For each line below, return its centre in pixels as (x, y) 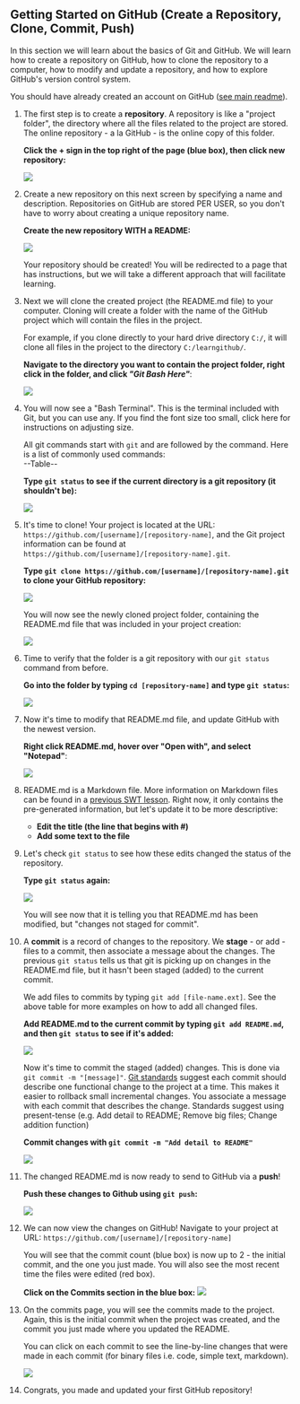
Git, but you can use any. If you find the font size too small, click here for (157, 417)
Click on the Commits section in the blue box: (109, 1292)
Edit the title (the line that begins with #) (112, 826)
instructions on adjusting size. (78, 427)
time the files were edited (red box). (89, 1274)
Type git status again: (67, 880)
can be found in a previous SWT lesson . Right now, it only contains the (153, 799)
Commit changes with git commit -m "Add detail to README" (138, 1142)
